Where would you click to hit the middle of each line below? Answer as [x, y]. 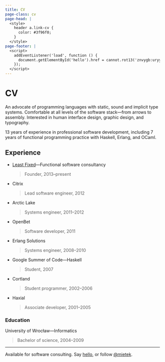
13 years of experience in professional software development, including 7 [79, 132]
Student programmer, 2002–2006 [58, 288]
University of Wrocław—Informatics [41, 331]
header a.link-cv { [34, 28]
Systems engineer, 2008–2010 [55, 250]
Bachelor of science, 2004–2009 [51, 340]
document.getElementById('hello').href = [61, 60]
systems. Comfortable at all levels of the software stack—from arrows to [78, 112]
